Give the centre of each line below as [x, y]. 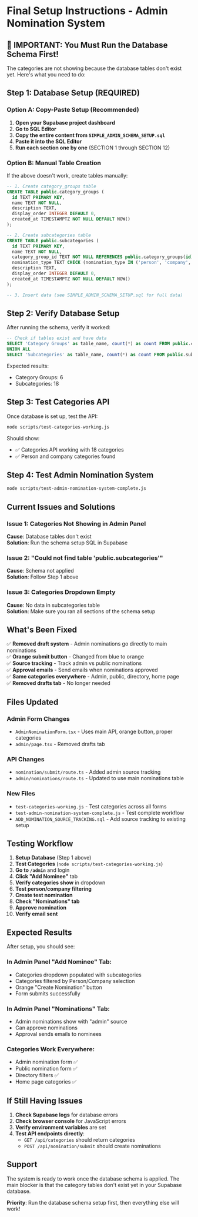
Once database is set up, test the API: [52, 416]
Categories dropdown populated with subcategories [78, 975]
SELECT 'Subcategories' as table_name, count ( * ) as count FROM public [95, 355]
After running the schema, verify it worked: [59, 327]
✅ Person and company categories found [65, 456]
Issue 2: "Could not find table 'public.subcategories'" [85, 558]
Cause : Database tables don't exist [49, 536]
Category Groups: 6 [39, 377]
